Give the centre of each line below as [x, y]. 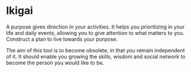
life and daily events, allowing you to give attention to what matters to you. [95, 33]
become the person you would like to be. [55, 63]
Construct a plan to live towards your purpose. [62, 39]
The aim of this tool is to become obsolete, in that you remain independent [95, 50]
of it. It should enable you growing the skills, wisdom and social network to [96, 56]
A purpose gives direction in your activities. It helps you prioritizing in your [95, 27]
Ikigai [20, 11]
